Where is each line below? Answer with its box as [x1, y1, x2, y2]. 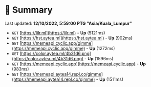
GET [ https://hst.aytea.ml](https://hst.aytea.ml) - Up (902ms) [11, 35, 133, 41]
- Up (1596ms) [84, 55, 113, 61]
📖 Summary [4, 4, 53, 16]
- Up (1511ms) [96, 76, 124, 82]
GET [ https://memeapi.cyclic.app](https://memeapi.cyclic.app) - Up [11, 61, 146, 67]
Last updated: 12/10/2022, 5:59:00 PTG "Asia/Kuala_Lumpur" [4, 20, 132, 26]
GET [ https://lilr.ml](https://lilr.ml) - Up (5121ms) [11, 30, 106, 35]
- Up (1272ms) [86, 45, 115, 51]
